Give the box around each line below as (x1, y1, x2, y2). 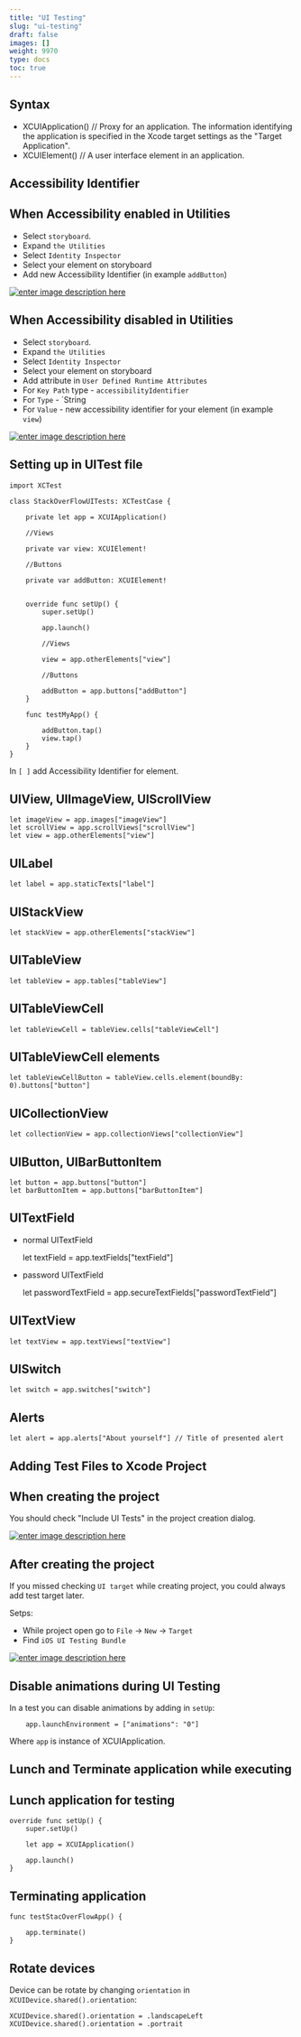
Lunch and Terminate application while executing (9, 1762, 292, 1777)
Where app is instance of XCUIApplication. (9, 1735, 166, 1747)
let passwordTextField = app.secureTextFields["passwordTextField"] (22, 1287, 277, 1298)
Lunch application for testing (9, 1792, 176, 1808)
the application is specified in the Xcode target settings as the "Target (22, 130, 282, 141)
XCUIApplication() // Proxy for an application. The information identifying (22, 121, 293, 132)
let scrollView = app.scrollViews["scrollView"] (9, 823, 196, 832)
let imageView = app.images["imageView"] (9, 815, 168, 824)
